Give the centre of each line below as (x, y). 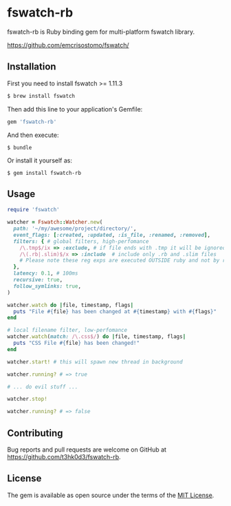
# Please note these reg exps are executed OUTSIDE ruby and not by (120, 261)
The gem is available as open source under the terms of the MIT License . (111, 495)
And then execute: (33, 135)
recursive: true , (38, 280)
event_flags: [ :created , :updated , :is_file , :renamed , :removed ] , (112, 235)
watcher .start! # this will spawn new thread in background (95, 362)
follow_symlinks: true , (47, 286)
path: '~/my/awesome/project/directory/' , (75, 229)
